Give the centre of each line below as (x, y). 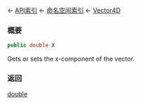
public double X (31, 45)
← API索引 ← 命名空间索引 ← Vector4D (64, 10)
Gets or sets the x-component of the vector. (71, 59)
